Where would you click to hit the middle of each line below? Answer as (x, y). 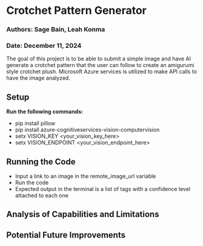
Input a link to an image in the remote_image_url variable (85, 176)
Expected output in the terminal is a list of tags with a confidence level (103, 189)
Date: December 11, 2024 (44, 46)
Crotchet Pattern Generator (77, 11)
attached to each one (42, 196)
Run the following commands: (45, 112)
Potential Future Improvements (66, 235)
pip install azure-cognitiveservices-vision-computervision (87, 130)
